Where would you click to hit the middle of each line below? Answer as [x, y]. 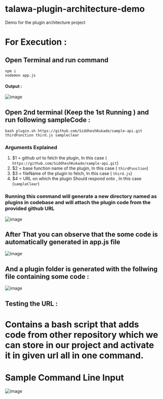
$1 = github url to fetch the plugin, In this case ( [59, 158]
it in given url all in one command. [74, 355]
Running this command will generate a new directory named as [81, 196]
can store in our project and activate [80, 345]
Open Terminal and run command [57, 60]
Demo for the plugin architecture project [45, 22]
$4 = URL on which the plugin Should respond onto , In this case [77, 179]
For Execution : [36, 42]
